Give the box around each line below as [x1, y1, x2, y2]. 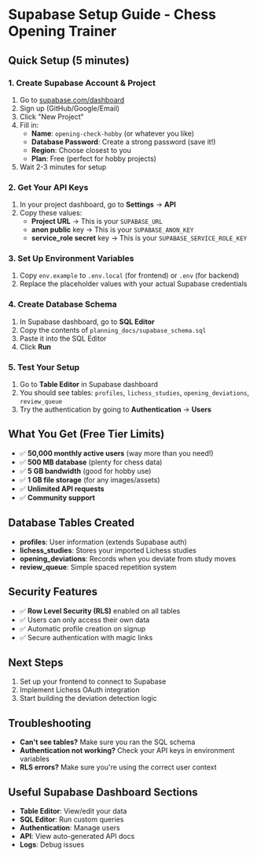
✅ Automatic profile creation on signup [19, 624, 146, 633]
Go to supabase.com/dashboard [19, 95, 125, 104]
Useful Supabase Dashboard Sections [8, 785, 198, 799]
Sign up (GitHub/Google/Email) [19, 103, 120, 113]
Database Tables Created [8, 516, 135, 530]
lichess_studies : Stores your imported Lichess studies [19, 546, 196, 555]
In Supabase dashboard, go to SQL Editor [19, 317, 155, 326]
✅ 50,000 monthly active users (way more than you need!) [19, 448, 214, 458]
